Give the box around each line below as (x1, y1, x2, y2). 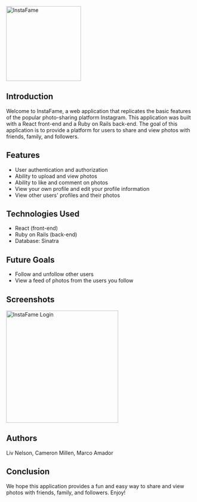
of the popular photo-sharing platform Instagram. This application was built (6, 114, 191, 121)
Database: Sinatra (14, 238, 59, 245)
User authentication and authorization (14, 166, 109, 173)
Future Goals (6, 254, 55, 265)
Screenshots (6, 294, 55, 305)
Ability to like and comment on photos (14, 179, 109, 186)
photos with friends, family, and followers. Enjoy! (6, 489, 126, 496)
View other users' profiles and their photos (14, 191, 121, 199)
